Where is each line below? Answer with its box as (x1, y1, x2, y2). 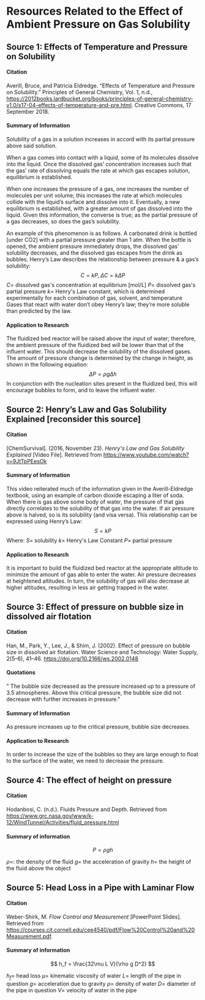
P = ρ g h (92, 846, 113, 854)
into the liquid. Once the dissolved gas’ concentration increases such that (6, 160, 192, 168)
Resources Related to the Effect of (6, 4, 184, 18)
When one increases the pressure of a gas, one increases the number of (6, 185, 189, 192)
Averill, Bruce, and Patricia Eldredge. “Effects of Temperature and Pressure (6, 81, 195, 89)
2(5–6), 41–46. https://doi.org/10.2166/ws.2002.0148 (6, 655, 139, 662)
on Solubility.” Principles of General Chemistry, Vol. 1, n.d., (6, 88, 153, 95)
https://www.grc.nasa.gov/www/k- (6, 812, 94, 819)
